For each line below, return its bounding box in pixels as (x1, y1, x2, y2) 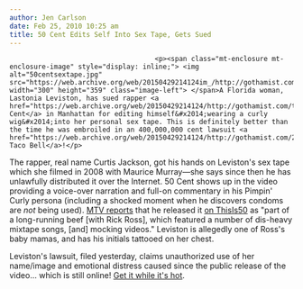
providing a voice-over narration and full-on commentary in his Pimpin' (9, 185, 273, 196)
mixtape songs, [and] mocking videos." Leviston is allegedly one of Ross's (9, 224, 286, 235)
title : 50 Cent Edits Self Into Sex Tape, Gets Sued (9, 30, 212, 39)
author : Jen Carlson (9, 13, 87, 23)
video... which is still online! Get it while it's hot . (9, 270, 185, 281)
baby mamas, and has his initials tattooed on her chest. (9, 233, 215, 244)
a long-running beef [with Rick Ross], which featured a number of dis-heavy (9, 214, 293, 225)
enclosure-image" (9, 62, 75, 72)
